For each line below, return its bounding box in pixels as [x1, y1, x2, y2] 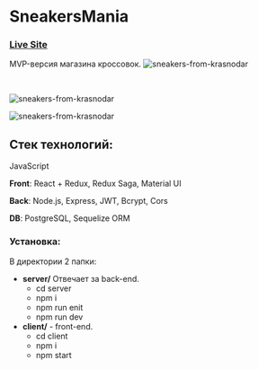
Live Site [9, 39, 48, 51]
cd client [35, 330, 68, 341]
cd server [35, 283, 72, 294]
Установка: [9, 235, 61, 248]
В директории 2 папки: [9, 256, 97, 267]
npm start [35, 349, 72, 360]
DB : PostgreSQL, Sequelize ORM [9, 213, 130, 224]
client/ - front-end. [22, 321, 93, 331]
